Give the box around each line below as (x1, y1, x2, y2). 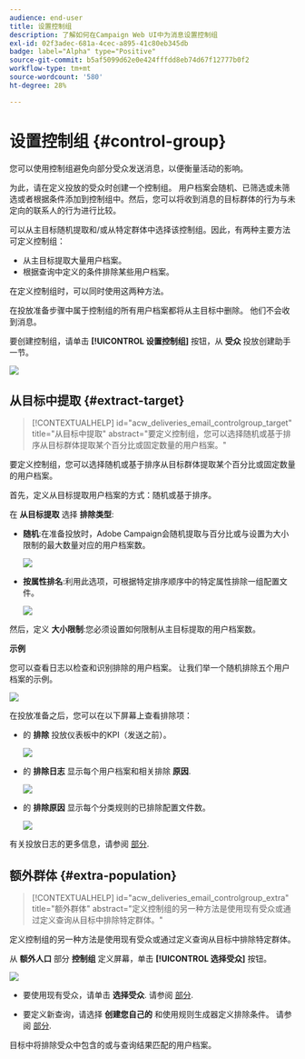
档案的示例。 (9, 674, 57, 684)
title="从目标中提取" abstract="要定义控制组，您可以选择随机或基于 (31, 428, 284, 439)
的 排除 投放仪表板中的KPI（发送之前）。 (22, 729, 172, 741)
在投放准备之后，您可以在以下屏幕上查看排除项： (9, 710, 192, 721)
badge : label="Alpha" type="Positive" (9, 47, 156, 56)
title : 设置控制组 (9, 22, 73, 31)
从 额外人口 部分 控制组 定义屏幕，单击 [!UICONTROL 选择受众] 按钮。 (9, 954, 272, 964)
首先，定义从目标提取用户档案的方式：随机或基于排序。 (9, 490, 216, 501)
